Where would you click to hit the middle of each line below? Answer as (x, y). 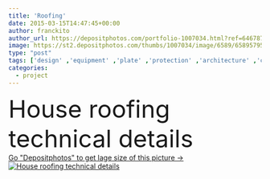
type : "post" (30, 53)
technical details (101, 138)
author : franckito (39, 31)
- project (32, 75)
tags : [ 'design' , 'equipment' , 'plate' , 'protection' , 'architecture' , (133, 61)
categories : (28, 68)
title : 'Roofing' (37, 16)
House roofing (89, 109)
